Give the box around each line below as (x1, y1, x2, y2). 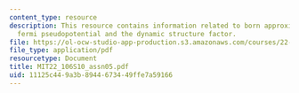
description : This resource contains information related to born (9, 21, 261, 30)
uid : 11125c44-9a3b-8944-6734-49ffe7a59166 (9, 71, 174, 80)
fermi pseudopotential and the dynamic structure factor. (17, 29, 238, 38)
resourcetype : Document (9, 54, 98, 63)
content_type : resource (9, 12, 98, 22)
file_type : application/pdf (9, 46, 114, 55)
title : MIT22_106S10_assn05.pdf (9, 63, 129, 72)
